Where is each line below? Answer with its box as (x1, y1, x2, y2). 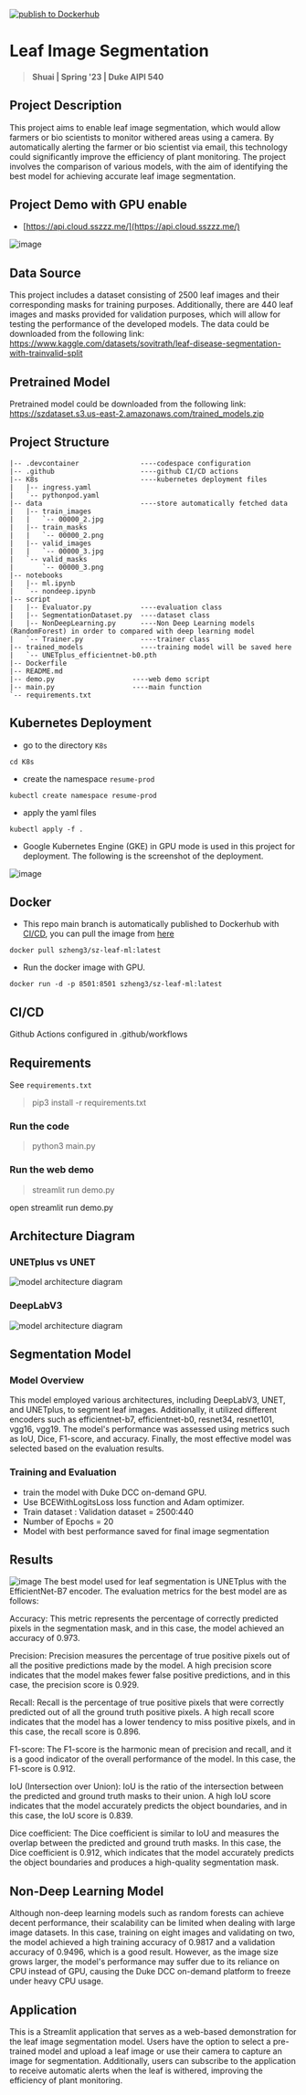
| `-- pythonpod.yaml (9, 490, 100, 500)
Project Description (9, 98, 122, 113)
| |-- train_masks (9, 522, 89, 532)
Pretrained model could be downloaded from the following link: (9, 398, 247, 410)
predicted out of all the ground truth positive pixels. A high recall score (9, 1707, 275, 1718)
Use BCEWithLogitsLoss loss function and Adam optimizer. (22, 1496, 245, 1507)
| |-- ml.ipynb (9, 578, 76, 588)
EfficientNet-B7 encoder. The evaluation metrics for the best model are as (9, 1585, 288, 1597)
